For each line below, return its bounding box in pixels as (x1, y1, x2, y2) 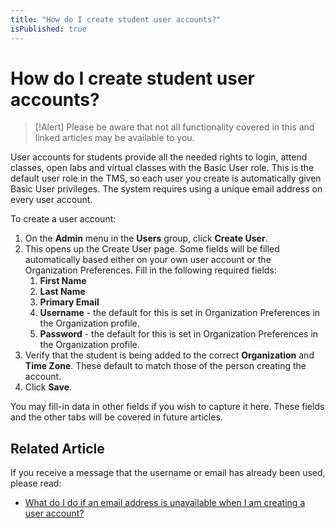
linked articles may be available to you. (34, 132, 195, 144)
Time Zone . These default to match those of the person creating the (24, 360, 307, 372)
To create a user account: (10, 213, 117, 225)
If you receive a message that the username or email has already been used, (10, 467, 326, 479)
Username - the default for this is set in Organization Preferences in (39, 307, 321, 319)
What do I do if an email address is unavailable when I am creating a (24, 497, 306, 509)
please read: (10, 477, 62, 490)
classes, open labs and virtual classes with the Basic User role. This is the (10, 162, 315, 174)
